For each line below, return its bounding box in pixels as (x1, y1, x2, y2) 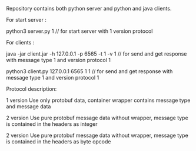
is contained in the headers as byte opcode (6, 138, 111, 145)
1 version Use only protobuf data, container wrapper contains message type (6, 97, 191, 104)
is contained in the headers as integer (6, 121, 98, 128)
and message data (6, 103, 51, 110)
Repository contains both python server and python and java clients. (6, 5, 172, 12)
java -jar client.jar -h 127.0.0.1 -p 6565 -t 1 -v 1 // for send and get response (6, 50, 187, 57)
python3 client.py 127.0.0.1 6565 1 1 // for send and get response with (6, 68, 173, 75)
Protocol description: (6, 85, 57, 92)
